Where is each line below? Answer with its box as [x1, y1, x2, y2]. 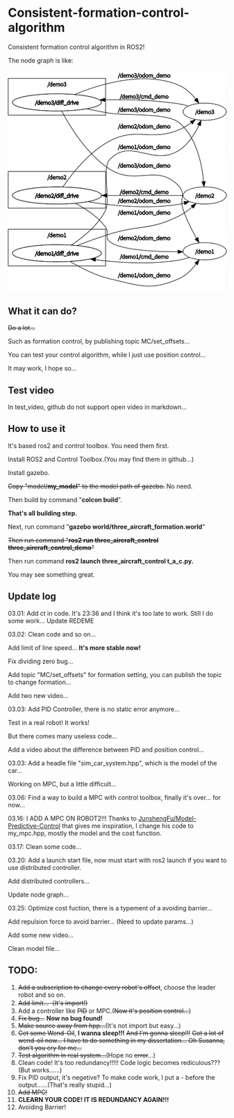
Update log [8, 591, 56, 603]
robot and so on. [17, 991, 65, 999]
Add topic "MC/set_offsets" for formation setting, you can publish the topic [8, 670, 222, 678]
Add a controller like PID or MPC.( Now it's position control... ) [17, 1007, 192, 1015]
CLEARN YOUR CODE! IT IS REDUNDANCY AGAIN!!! [17, 1095, 169, 1103]
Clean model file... [8, 944, 60, 952]
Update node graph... [8, 890, 69, 899]
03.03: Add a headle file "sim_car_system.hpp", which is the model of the [8, 759, 217, 767]
